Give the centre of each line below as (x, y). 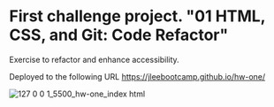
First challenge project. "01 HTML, (137, 16)
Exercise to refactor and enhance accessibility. (94, 59)
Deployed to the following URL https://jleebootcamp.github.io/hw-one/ (137, 76)
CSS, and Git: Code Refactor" (119, 35)
